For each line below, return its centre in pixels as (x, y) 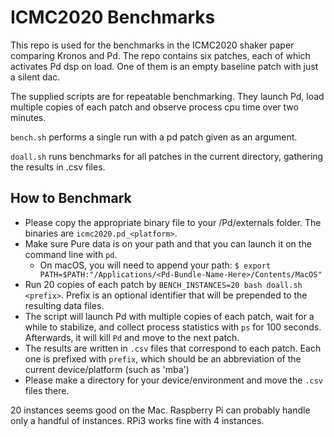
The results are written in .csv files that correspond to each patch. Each (173, 348)
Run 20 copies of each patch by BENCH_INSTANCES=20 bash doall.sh (163, 284)
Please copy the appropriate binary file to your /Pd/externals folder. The (173, 222)
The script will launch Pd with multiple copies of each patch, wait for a (169, 316)
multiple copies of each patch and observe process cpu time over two (154, 107)
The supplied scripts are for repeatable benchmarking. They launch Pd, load (167, 96)
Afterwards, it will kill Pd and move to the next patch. (132, 337)
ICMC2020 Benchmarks (113, 17)
